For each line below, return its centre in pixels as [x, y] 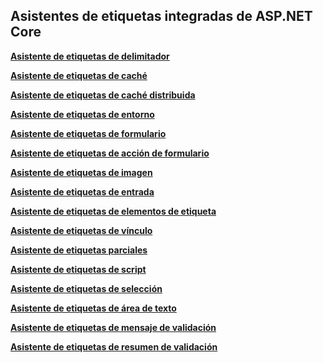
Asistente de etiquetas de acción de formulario [110, 153]
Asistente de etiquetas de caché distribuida [103, 95]
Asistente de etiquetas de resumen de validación [114, 346]
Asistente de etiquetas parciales [79, 250]
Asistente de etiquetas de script [78, 269]
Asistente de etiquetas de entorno [82, 114]
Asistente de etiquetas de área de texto [93, 308]
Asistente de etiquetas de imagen [81, 172]
